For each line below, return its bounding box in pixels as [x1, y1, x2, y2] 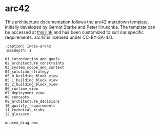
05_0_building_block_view [5, 73, 58, 78]
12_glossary [5, 112, 29, 116]
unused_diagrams [5, 120, 38, 125]
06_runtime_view [5, 86, 38, 91]
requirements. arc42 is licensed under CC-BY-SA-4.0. [5, 34, 114, 40]
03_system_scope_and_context [5, 65, 64, 70]
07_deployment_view [5, 90, 45, 95]
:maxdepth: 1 [5, 48, 32, 53]
